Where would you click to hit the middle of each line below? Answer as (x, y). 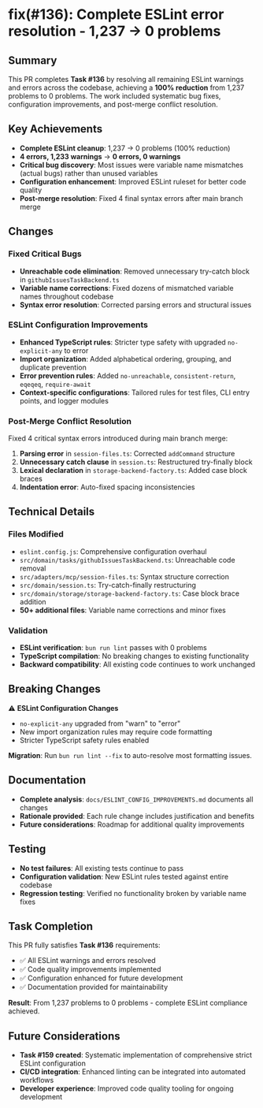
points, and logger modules (64, 400)
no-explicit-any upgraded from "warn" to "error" (100, 723)
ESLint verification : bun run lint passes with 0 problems (113, 648)
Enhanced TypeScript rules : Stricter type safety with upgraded (122, 342)
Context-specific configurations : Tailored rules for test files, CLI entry (135, 392)
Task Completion (50, 926)
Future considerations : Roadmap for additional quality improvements (132, 824)
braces (31, 479)
